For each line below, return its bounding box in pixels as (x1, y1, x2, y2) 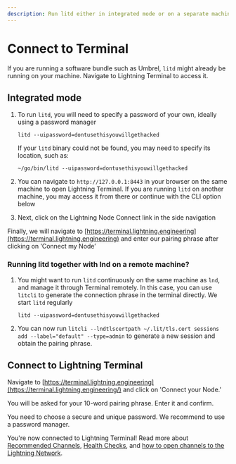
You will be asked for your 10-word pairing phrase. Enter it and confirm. (7, 399, 214, 408)
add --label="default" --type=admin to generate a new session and (17, 332, 216, 340)
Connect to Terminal (7, 40, 129, 56)
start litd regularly (17, 298, 73, 306)
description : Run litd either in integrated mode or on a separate (7, 10, 209, 18)
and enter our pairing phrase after (120, 234, 219, 243)
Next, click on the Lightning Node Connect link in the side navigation (17, 213, 216, 222)
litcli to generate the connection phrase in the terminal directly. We (17, 290, 218, 299)
